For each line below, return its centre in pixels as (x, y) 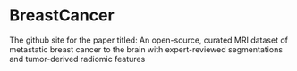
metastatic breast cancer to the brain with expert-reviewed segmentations (146, 49)
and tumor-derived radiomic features (77, 59)
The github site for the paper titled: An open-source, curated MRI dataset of (149, 40)
